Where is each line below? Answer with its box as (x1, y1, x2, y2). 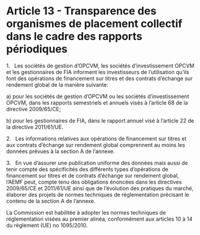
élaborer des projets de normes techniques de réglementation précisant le (6, 191, 190, 198)
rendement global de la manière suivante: (6, 81, 109, 88)
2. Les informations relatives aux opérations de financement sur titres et (6, 135, 187, 142)
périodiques (6, 42, 68, 56)
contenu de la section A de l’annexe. (6, 197, 96, 205)
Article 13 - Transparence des (6, 4, 157, 18)
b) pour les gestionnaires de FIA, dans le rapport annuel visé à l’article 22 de (6, 117, 195, 124)
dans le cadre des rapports (6, 30, 143, 43)
